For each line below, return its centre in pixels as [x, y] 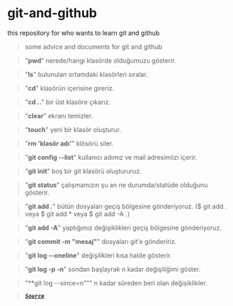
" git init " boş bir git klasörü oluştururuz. [83, 171]
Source [35, 296]
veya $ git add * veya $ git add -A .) [77, 214]
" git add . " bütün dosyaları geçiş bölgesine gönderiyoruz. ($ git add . [126, 206]
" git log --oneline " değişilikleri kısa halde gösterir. [98, 255]
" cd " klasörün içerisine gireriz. [69, 88]
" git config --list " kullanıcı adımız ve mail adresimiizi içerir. [111, 157]
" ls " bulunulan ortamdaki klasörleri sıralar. [86, 74]
